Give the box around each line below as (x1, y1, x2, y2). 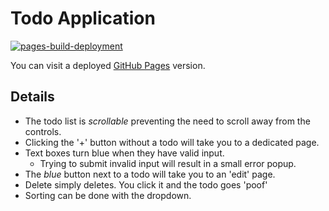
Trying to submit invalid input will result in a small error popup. (39, 157, 297, 169)
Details (10, 88, 55, 106)
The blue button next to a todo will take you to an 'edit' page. (24, 168, 276, 180)
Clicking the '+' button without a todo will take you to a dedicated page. (24, 136, 320, 148)
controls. (24, 125, 62, 137)
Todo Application (10, 7, 156, 30)
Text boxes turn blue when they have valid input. (24, 147, 225, 159)
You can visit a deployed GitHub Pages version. (10, 59, 206, 71)
